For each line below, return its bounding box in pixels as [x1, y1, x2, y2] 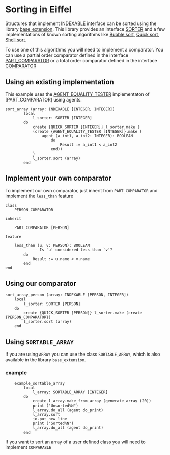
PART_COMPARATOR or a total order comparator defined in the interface [5, 57, 157, 63]
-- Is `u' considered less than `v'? [32, 247, 113, 252]
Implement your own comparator [5, 174, 112, 183]
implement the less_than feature [5, 193, 74, 199]
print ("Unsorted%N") [32, 403, 79, 409]
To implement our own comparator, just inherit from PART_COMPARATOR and [5, 187, 158, 193]
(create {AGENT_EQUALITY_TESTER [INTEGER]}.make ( [32, 129, 143, 134]
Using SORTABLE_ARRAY [5, 338, 74, 346]
